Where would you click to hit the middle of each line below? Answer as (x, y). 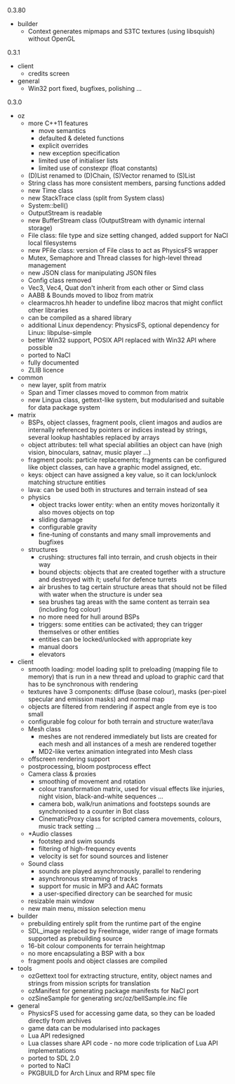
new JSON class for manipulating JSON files (92, 273)
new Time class (51, 190)
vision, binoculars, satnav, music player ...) (89, 452)
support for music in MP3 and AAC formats (101, 886)
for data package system (64, 407)
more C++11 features (58, 123)
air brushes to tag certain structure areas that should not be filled (133, 587)
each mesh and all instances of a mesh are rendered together (127, 744)
